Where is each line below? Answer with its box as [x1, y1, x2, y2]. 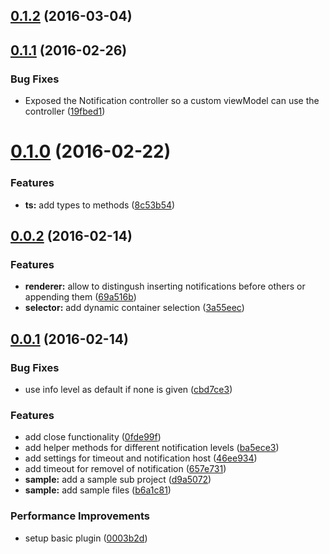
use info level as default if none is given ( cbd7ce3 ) [24, 383, 233, 395]
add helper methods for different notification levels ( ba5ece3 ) [24, 442, 280, 454]
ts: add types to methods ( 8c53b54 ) [24, 199, 176, 211]
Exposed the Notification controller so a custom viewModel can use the [24, 95, 320, 107]
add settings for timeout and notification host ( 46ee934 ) [24, 452, 258, 464]
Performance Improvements [10, 509, 151, 523]
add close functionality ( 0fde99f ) [24, 431, 162, 443]
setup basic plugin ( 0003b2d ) [24, 532, 148, 544]
